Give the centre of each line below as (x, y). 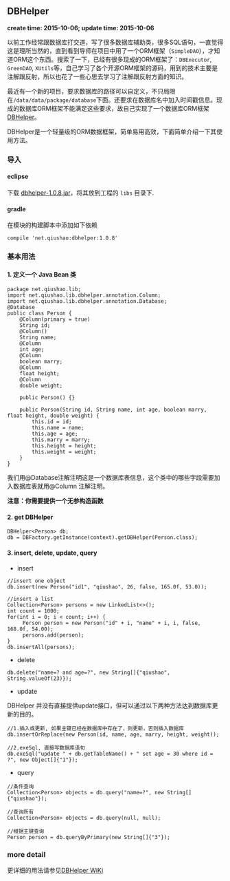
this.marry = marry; (61, 440)
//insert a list (30, 599)
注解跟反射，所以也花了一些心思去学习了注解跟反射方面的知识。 (97, 76)
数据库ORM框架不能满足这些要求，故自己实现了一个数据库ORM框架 (114, 108)
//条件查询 (21, 786)
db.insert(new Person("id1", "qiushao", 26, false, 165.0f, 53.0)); (107, 587)
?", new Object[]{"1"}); (43, 760)
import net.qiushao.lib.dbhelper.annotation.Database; (87, 301)
